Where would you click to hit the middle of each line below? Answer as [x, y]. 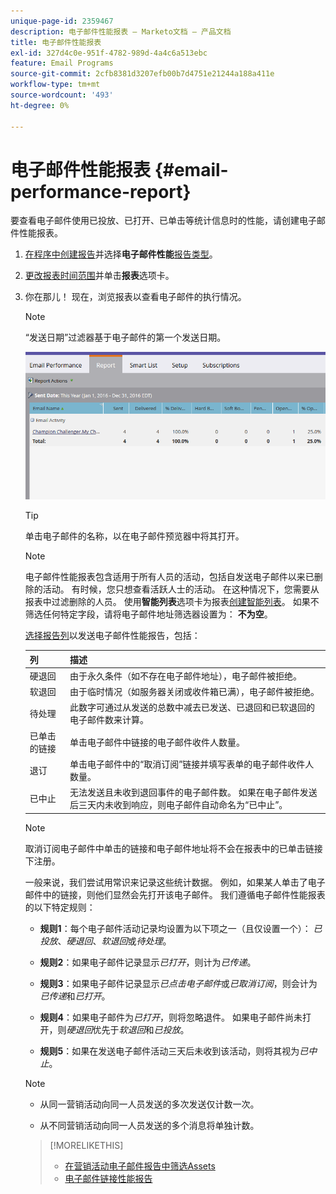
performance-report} [101, 191]
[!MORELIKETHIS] [86, 1145]
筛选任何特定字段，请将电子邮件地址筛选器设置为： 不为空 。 [148, 614]
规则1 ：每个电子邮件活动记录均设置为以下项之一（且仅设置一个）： [175, 928]
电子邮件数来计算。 [109, 720]
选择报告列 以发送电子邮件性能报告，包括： [112, 636]
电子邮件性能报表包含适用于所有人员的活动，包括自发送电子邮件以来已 [169, 577]
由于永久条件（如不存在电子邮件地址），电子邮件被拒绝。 [186, 676]
